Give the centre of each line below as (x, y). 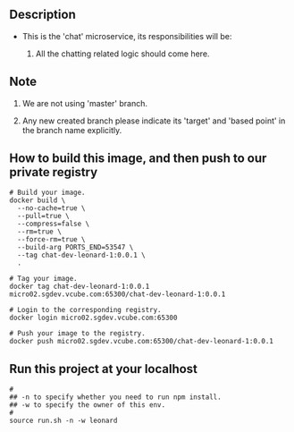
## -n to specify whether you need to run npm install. (115, 397)
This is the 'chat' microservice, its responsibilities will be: (127, 36)
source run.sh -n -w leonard (63, 421)
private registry (54, 172)
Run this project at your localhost (104, 369)
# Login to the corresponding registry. (86, 310)
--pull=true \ (43, 216)
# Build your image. (48, 193)
